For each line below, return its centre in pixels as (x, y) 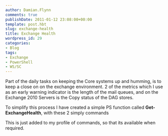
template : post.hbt (26, 24)
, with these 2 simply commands (75, 113)
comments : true (21, 15)
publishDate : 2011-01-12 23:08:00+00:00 (49, 19)
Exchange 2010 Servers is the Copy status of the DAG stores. (69, 98)
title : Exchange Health (31, 34)
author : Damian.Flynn (28, 10)
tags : (11, 52)
